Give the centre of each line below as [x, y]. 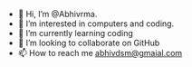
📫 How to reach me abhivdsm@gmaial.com [100, 53]
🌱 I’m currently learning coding [76, 33]
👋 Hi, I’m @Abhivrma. [58, 14]
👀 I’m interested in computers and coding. [96, 24]
